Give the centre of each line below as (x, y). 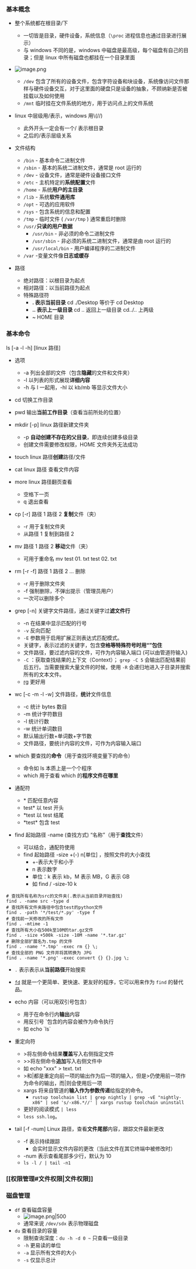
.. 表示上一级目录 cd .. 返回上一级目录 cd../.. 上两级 (93, 310)
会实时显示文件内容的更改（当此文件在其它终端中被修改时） (104, 1148)
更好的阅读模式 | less (50, 1109)
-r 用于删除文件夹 (44, 584)
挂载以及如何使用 (44, 96)
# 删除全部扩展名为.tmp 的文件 (39, 941)
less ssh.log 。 (42, 1116)
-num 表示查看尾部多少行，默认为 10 (67, 1156)
